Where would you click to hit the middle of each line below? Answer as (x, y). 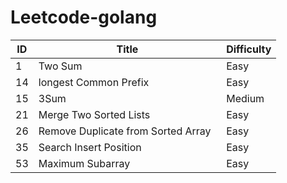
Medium (245, 98)
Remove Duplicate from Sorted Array (125, 131)
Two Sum (60, 66)
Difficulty (249, 49)
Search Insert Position (90, 147)
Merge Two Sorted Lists (94, 114)
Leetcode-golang (84, 17)
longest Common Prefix (94, 82)
